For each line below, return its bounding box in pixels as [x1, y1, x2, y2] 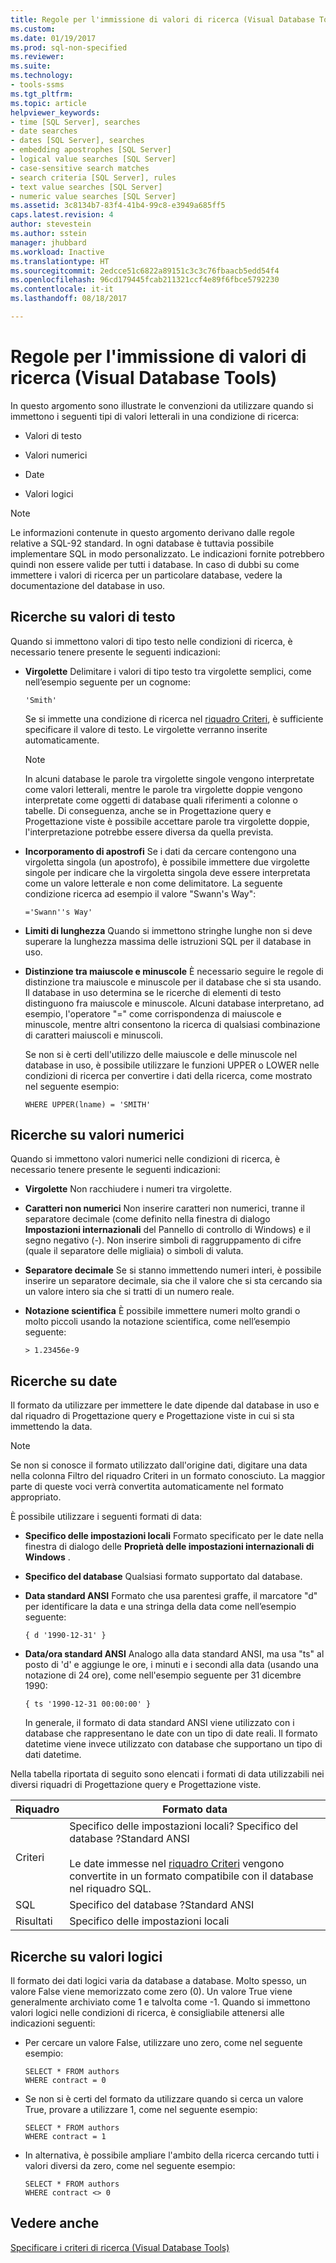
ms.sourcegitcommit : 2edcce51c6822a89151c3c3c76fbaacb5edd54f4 [10, 266, 280, 276]
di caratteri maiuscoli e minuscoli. [24, 1029, 163, 1041]
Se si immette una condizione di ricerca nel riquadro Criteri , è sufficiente [24, 712, 324, 725]
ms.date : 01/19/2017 [10, 33, 97, 43]
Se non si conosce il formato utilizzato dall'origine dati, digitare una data [10, 1459, 308, 1471]
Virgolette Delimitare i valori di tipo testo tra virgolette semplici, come [24, 665, 312, 677]
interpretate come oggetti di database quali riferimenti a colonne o [24, 794, 298, 806]
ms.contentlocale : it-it [10, 284, 114, 295]
